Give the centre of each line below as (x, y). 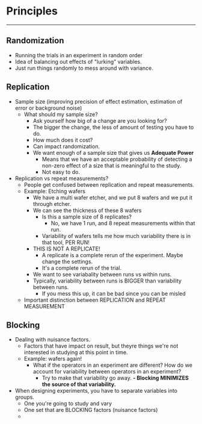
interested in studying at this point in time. (76, 352)
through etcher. (52, 204)
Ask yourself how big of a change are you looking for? (100, 120)
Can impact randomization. (66, 146)
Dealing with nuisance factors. (53, 340)
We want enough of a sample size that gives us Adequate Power (113, 152)
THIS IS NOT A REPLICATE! (66, 249)
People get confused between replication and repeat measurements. (109, 184)
